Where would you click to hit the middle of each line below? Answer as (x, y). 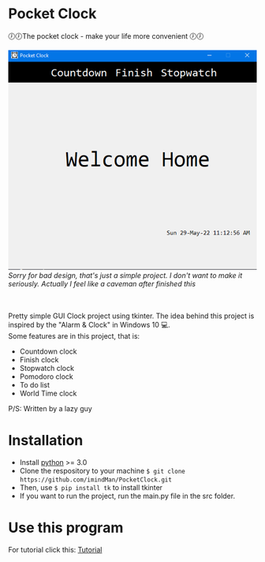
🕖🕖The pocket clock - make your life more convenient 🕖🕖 (106, 36)
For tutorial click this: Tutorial (55, 549)
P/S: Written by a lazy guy (50, 409)
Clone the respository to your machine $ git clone (102, 470)
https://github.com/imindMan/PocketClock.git (95, 480)
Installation (46, 441)
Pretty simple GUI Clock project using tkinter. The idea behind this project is (131, 316)
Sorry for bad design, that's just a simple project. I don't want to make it (125, 275)
